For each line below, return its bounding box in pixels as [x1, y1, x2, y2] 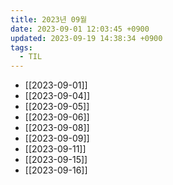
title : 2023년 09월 [10, 14, 88, 25]
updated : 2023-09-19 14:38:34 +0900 [10, 33, 163, 43]
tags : [10, 42, 33, 53]
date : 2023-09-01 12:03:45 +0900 [10, 24, 150, 34]
